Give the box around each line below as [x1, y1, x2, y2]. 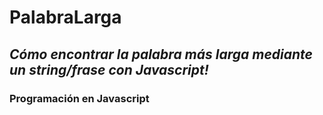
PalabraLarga [9, 6, 122, 29]
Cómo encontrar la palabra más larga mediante [9, 46, 313, 63]
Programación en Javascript [9, 91, 150, 105]
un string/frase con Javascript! [9, 61, 209, 78]
